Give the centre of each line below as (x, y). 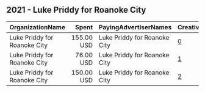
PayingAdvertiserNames (135, 27)
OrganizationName (38, 27)
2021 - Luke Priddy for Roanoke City (76, 10)
